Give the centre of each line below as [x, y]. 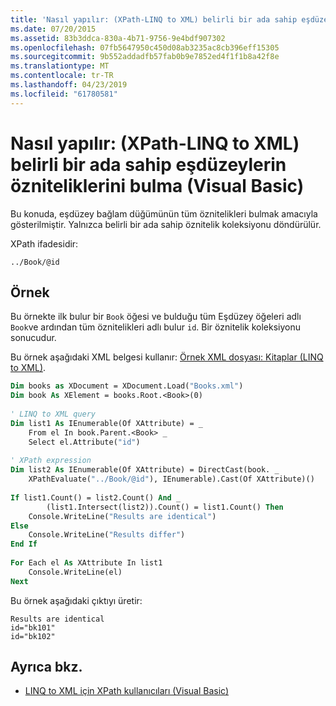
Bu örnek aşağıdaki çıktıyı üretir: [76, 600]
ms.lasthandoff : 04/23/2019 [69, 85]
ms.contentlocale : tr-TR [62, 76]
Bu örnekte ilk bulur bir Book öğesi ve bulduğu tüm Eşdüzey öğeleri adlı [156, 317]
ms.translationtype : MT [60, 66]
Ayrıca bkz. [46, 667]
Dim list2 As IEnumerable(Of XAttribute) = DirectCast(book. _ [145, 470]
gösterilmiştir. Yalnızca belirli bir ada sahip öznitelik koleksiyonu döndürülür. [166, 224]
